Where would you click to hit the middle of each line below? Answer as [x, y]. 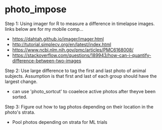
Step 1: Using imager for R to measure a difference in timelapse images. [80, 24]
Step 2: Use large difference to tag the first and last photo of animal [75, 71]
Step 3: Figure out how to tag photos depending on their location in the [79, 106]
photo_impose [36, 9]
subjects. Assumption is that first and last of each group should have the [81, 76]
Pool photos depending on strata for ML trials [60, 122]
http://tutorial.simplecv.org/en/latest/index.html [62, 44]
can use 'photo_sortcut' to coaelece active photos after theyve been [84, 91]
